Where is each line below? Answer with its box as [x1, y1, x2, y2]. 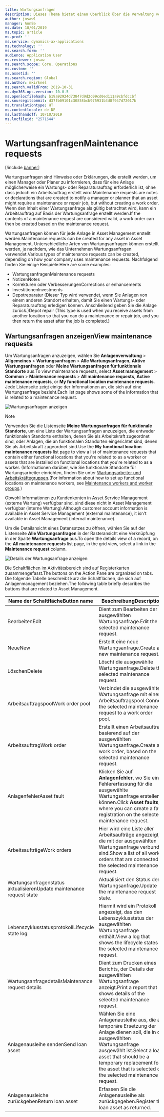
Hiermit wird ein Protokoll [98, 903, 157, 910]
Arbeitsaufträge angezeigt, [98, 832, 160, 838]
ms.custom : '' [5, 67, 34, 72]
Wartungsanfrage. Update [98, 882, 157, 889]
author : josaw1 [5, 16, 36, 21]
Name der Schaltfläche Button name [8, 598, 94, 605]
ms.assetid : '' [5, 71, 36, 76]
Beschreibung [102, 598, 135, 605]
